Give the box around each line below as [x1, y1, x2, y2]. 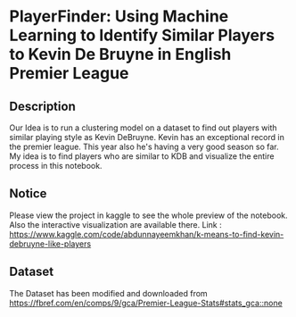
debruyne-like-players [9, 238, 92, 249]
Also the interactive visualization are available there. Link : [9, 219, 222, 229]
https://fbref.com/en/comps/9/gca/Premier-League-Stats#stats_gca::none [9, 297, 283, 308]
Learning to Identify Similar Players [9, 25, 275, 46]
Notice [9, 186, 47, 202]
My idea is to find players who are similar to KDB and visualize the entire [9, 151, 275, 162]
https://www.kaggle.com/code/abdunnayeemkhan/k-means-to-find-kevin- [9, 229, 284, 239]
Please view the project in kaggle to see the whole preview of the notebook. [9, 210, 288, 221]
